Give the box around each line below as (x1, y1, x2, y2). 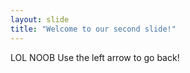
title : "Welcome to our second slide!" (10, 24, 177, 34)
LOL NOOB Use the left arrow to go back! (10, 51, 180, 63)
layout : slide (10, 14, 70, 25)
